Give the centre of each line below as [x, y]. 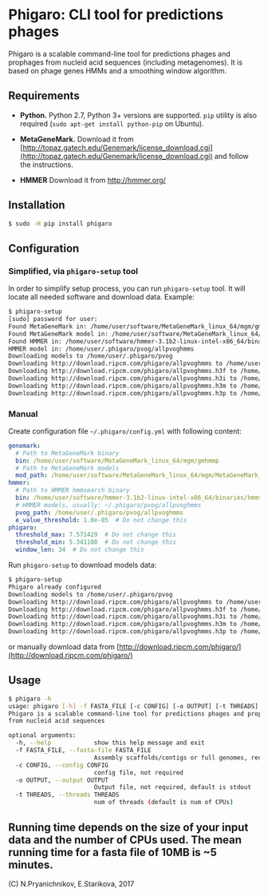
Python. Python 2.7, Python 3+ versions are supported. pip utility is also [138, 115]
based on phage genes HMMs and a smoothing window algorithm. [118, 70]
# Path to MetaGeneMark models [67, 468]
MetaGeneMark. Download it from [77, 139]
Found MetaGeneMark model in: [59, 334]
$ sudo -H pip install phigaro [60, 224]
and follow [231, 156]
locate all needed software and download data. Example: [102, 297]
